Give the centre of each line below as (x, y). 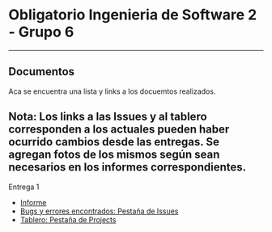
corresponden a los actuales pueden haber (119, 130)
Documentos (42, 72)
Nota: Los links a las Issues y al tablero (108, 117)
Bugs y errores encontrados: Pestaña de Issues (99, 211)
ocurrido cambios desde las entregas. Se (114, 142)
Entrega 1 (24, 187)
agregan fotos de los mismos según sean (114, 155)
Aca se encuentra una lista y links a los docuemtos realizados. (112, 91)
